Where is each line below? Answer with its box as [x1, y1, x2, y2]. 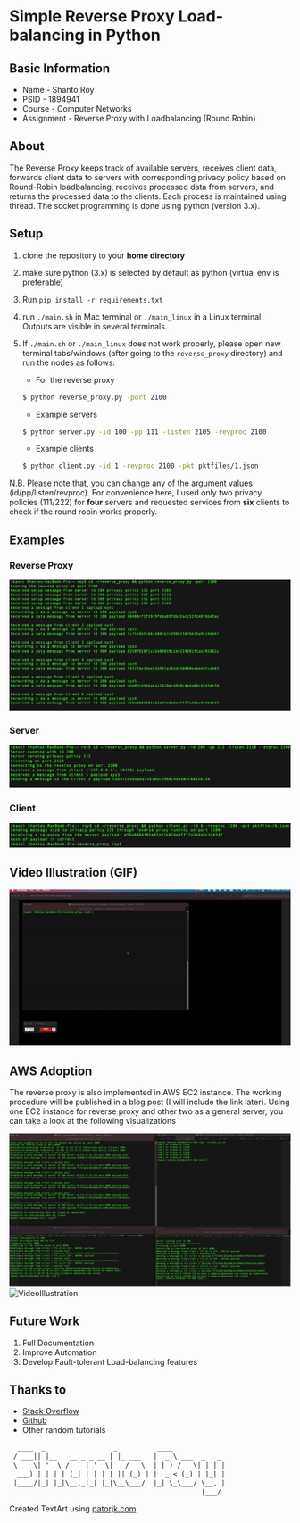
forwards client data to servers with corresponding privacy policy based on [9, 171, 286, 182]
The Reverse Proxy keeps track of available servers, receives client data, [9, 162, 277, 173]
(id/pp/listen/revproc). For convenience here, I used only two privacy [9, 487, 262, 498]
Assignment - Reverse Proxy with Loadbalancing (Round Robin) [21, 113, 256, 123]
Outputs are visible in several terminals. [21, 320, 168, 331]
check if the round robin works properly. [9, 506, 158, 517]
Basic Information [9, 61, 111, 76]
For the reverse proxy [35, 374, 115, 385]
